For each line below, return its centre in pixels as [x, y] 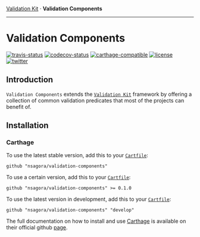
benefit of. [19, 107]
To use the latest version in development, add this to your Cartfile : [89, 199]
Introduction [30, 80]
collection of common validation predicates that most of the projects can [95, 100]
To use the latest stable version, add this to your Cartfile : [77, 155]
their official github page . [37, 227]
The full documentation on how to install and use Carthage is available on [96, 221]
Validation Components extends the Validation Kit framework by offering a [99, 94]
